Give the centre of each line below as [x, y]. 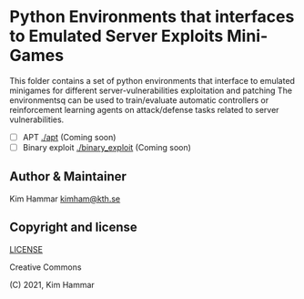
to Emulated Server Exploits [117, 36]
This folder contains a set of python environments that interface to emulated [152, 80]
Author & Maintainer [68, 176]
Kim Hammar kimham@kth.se [65, 199]
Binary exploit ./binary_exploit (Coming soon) [106, 147]
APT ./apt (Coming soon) [69, 137]
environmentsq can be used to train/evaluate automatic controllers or [139, 100]
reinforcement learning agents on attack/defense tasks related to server [144, 109]
